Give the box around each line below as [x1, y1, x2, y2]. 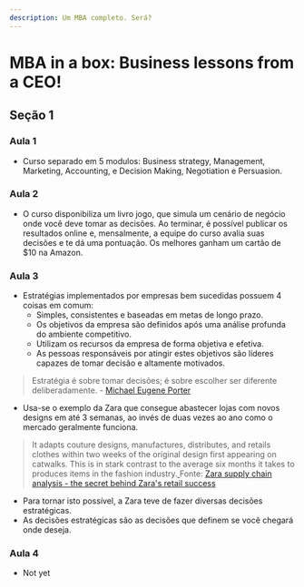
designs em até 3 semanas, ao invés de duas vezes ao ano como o [22, 412, 274, 423]
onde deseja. [22, 524, 72, 535]
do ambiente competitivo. [35, 328, 132, 340]
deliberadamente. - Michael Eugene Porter [31, 385, 191, 396]
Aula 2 [9, 188, 39, 201]
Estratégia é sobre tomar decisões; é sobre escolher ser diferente [31, 376, 278, 386]
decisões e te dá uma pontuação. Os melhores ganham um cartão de [22, 237, 281, 248]
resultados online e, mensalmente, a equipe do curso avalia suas [22, 228, 265, 239]
